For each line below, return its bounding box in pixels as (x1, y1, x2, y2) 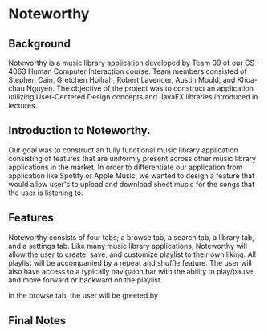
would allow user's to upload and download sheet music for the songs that (8, 179, 255, 189)
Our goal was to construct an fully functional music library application (8, 145, 238, 155)
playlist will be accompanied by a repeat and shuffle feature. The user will (8, 258, 253, 267)
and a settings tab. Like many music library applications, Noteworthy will (8, 241, 247, 250)
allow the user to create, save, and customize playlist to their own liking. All (8, 250, 257, 259)
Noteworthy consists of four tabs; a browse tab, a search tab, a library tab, (8, 232, 255, 242)
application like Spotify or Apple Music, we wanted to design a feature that (8, 170, 255, 181)
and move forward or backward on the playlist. (8, 274, 163, 285)
